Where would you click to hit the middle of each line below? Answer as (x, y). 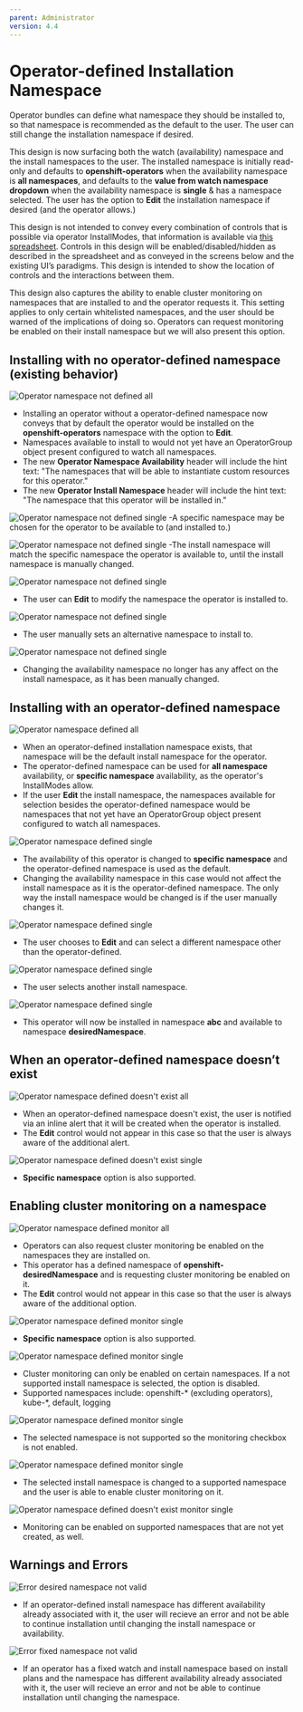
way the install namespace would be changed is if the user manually (150, 898)
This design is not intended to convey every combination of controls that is (148, 227)
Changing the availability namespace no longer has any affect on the (150, 669)
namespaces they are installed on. (86, 1255)
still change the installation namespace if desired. (102, 135)
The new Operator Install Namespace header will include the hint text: (154, 491)
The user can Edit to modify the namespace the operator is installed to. (155, 600)
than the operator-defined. (72, 952)
